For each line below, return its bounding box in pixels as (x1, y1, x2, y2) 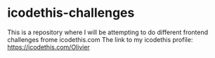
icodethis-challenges (7, 5, 135, 21)
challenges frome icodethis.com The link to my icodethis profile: (7, 35, 193, 43)
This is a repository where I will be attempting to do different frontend (7, 28, 209, 36)
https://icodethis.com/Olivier (7, 43, 90, 51)
